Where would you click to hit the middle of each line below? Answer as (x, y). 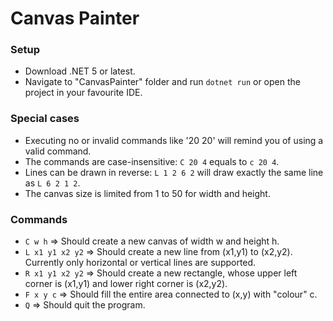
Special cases (45, 119)
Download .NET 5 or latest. (80, 71)
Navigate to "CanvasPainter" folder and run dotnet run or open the (162, 82)
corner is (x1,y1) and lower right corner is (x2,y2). (126, 284)
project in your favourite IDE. (83, 93)
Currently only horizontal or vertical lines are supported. (140, 263)
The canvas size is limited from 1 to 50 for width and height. (147, 193)
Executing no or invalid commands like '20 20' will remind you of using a (174, 140)
